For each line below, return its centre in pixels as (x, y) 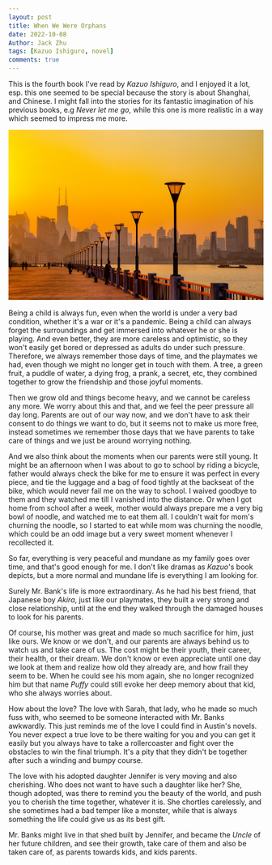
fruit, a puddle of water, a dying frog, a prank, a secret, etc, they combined (133, 373)
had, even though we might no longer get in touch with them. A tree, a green (136, 364)
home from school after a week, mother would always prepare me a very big (136, 508)
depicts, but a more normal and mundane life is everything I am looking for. (134, 575)
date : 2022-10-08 (38, 34)
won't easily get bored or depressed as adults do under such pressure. (127, 347)
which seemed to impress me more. (68, 118)
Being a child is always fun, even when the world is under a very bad (123, 313)
